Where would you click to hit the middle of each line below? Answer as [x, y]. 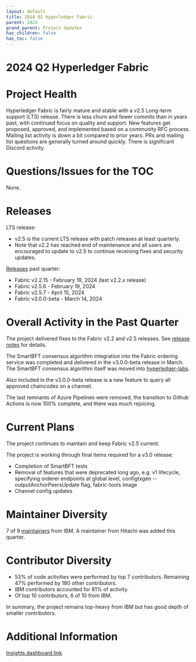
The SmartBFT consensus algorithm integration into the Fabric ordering [92, 356]
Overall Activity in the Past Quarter [92, 323]
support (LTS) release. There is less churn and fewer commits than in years [97, 117]
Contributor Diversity [59, 561]
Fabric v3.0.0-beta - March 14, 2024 [58, 299]
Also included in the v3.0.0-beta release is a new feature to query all [88, 380]
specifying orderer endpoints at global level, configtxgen [83, 478]
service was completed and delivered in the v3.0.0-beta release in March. [95, 362]
